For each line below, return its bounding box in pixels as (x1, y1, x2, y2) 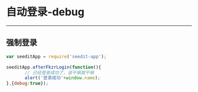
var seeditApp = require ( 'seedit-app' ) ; (6, 53, 107, 59)
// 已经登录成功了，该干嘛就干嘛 (24, 70, 94, 76)
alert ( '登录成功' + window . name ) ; (24, 75, 101, 81)
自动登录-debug (6, 5, 85, 19)
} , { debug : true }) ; (6, 80, 49, 87)
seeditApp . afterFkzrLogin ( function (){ (6, 64, 101, 70)
